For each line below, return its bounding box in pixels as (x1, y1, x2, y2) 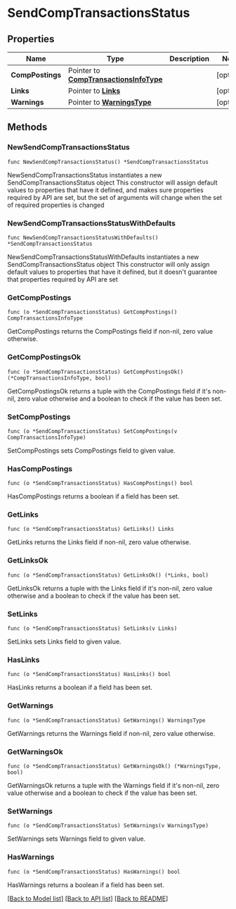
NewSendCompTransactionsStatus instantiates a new (7, 170, 162, 179)
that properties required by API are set (7, 275, 118, 283)
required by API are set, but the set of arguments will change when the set (7, 193, 223, 201)
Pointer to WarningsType (67, 97, 152, 107)
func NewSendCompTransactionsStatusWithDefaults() (7, 234, 159, 241)
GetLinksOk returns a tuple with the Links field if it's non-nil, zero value (7, 584, 213, 592)
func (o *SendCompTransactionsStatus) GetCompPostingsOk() (7, 368, 184, 375)
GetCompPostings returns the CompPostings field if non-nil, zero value (7, 327, 213, 336)
